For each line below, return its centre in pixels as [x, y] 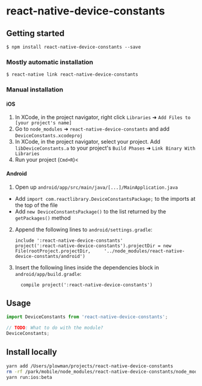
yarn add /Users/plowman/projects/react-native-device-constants [90, 366]
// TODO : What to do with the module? [55, 328]
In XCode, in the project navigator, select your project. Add [87, 142]
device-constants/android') [50, 256]
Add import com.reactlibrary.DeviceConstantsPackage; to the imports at [105, 198]
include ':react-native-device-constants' [69, 240]
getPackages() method [43, 218]
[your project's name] [43, 123]
